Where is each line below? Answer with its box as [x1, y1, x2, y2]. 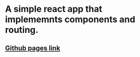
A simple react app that [5, 3, 103, 15]
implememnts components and [5, 14, 136, 25]
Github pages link [5, 44, 61, 52]
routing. [5, 25, 38, 35]
